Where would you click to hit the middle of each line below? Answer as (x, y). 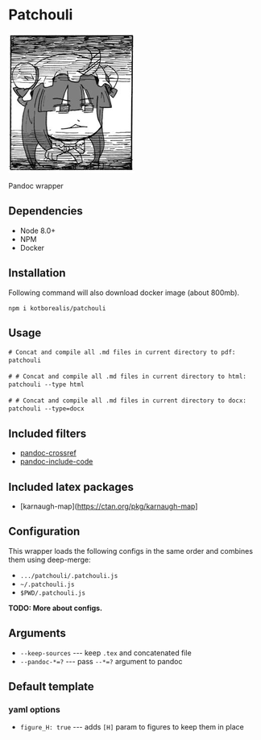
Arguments (37, 633)
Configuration (44, 532)
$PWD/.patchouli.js (53, 593)
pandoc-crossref (48, 453)
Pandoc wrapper (36, 185)
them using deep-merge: (50, 559)
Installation (37, 273)
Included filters (48, 433)
